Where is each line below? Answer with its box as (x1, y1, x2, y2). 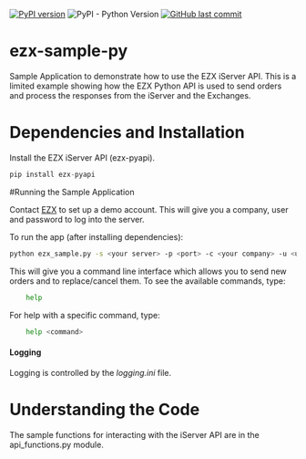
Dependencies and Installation (9, 122, 245, 143)
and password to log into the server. (9, 214, 145, 224)
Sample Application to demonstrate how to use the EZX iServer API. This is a (9, 70, 297, 81)
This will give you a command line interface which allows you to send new (9, 266, 287, 276)
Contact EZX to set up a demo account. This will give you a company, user (9, 203, 289, 214)
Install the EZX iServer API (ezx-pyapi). (9, 151, 156, 163)
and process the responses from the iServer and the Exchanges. (9, 89, 251, 100)
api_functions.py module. (9, 439, 105, 450)
